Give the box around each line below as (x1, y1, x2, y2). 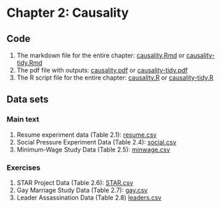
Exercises (6, 163, 41, 172)
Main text (6, 114, 40, 124)
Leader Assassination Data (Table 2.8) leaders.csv (16, 193, 162, 202)
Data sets (6, 94, 49, 105)
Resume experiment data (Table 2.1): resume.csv (16, 131, 157, 139)
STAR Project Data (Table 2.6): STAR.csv (16, 178, 133, 186)
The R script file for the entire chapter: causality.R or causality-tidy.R (16, 73, 214, 82)
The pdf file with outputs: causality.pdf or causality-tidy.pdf (16, 66, 188, 74)
